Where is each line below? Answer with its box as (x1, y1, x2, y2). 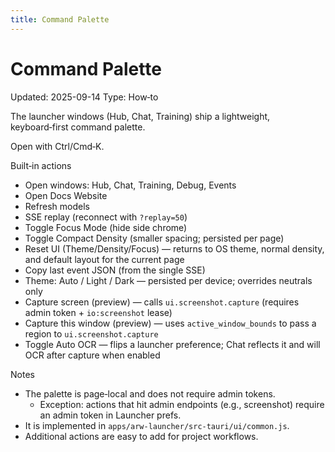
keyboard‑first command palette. (10, 121, 146, 133)
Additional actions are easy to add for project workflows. (24, 430, 259, 442)
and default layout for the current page (24, 253, 185, 265)
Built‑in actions (10, 159, 72, 171)
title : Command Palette (10, 14, 110, 25)
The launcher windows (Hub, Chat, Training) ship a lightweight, (10, 110, 271, 122)
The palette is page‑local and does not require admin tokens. (24, 387, 276, 400)
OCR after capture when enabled (24, 349, 161, 361)
